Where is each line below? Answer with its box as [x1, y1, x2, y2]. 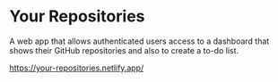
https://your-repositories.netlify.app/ [9, 62, 144, 73]
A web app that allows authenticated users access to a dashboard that [9, 36, 270, 46]
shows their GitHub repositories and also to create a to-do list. [9, 45, 239, 55]
